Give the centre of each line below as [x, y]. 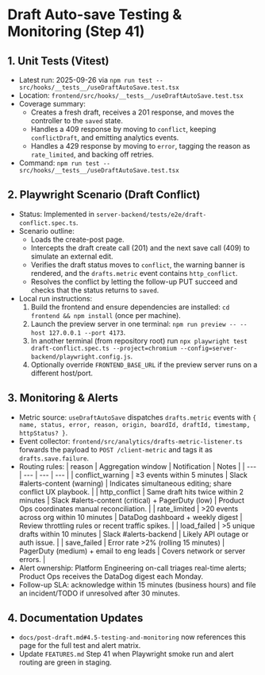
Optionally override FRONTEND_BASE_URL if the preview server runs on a [144, 364]
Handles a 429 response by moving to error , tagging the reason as [140, 146]
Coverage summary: [52, 104]
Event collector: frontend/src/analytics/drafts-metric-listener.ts [131, 441]
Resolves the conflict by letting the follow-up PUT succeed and [134, 281]
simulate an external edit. [72, 256]
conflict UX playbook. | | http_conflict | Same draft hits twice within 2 [131, 491]
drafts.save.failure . [54, 458]
